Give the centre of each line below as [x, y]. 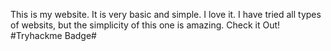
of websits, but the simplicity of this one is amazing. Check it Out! [145, 25]
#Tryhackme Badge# [53, 35]
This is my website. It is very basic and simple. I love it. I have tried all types [166, 14]
